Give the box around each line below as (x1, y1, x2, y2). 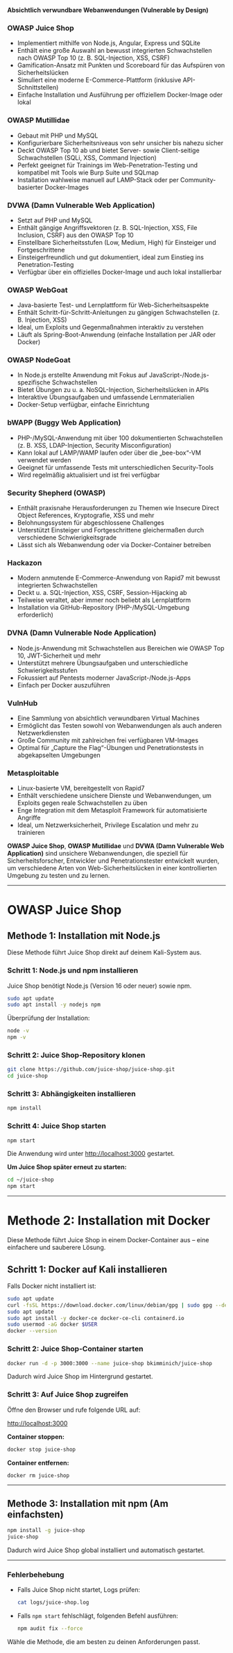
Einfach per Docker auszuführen (17, 681, 110, 689)
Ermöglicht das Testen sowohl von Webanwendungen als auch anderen (17, 721, 222, 729)
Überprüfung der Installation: (7, 1014, 90, 1023)
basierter (17, 183, 44, 191)
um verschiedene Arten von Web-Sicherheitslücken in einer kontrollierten (7, 864, 217, 872)
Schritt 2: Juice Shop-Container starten (7, 1344, 144, 1354)
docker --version (7, 1328, 58, 1335)
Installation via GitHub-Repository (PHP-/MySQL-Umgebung (17, 603, 189, 612)
